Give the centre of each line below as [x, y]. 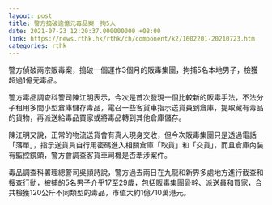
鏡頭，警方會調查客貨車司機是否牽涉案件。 [100, 156]
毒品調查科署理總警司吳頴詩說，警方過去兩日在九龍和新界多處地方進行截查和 [136, 173]
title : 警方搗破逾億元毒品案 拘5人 [62, 23]
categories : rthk [38, 46]
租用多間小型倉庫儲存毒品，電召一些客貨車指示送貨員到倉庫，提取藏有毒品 [139, 108]
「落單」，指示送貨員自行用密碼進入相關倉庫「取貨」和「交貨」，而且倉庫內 [132, 145]
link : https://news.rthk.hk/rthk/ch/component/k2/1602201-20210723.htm [132, 38]
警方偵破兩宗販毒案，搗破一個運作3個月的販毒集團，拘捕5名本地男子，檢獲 [133, 70]
